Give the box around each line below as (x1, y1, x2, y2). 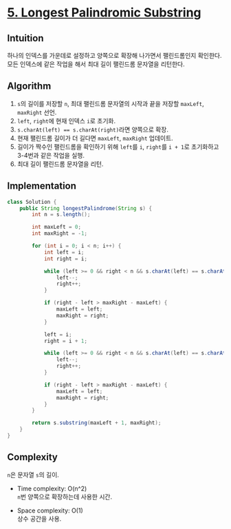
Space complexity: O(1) (16, 506, 84, 515)
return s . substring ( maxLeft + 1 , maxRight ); (32, 419, 162, 426)
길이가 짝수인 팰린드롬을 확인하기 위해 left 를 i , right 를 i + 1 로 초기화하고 (16, 143, 219, 151)
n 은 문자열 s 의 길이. (7, 470, 60, 479)
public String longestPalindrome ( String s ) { (19, 205, 153, 211)
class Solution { (7, 198, 57, 205)
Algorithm (7, 81, 52, 92)
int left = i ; (43, 249, 85, 256)
